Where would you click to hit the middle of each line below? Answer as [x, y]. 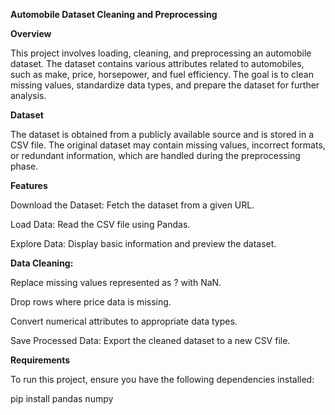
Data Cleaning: [42, 263]
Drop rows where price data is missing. [91, 302]
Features [29, 185]
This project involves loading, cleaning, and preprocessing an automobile [161, 53]
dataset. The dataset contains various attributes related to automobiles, [157, 63]
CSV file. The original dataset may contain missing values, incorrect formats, [168, 145]
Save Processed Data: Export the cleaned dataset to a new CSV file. [150, 340]
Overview [31, 33]
